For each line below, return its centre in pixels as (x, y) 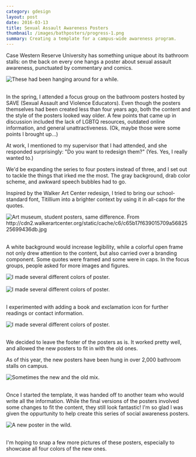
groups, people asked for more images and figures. (68, 265)
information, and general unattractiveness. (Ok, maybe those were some (93, 128)
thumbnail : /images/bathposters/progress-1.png (65, 33)
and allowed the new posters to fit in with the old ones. (72, 348)
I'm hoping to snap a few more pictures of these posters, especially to (90, 442)
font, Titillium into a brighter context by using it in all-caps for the (107, 199)
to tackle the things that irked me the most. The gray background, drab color (98, 175)
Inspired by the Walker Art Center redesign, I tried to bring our (81, 193)
